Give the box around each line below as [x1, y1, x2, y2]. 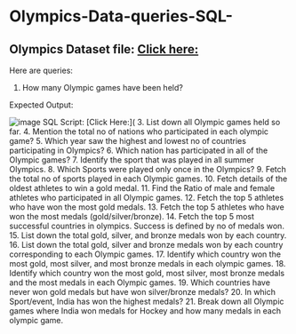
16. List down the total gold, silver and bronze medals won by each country [9, 240, 284, 250]
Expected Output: [9, 99, 74, 110]
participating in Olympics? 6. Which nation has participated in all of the [9, 145, 268, 155]
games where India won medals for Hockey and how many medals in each [9, 306, 282, 316]
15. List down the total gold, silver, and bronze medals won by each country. [9, 230, 287, 241]
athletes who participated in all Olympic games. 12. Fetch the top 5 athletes [9, 193, 284, 203]
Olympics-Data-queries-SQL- [9, 6, 234, 27]
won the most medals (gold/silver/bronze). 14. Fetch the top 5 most [9, 211, 255, 221]
